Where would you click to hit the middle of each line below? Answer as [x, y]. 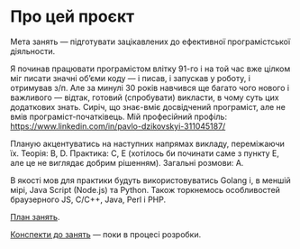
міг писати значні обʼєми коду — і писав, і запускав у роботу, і [131, 78]
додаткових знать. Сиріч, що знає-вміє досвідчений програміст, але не [148, 106]
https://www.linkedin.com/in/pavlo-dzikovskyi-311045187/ [118, 126]
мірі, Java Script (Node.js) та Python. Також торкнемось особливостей [145, 189]
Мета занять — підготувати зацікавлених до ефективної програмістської [150, 41]
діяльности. [33, 51]
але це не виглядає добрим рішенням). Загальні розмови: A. [127, 162]
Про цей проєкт [72, 17]
